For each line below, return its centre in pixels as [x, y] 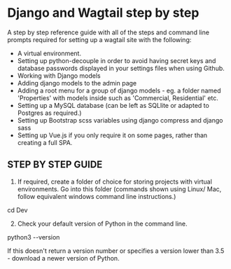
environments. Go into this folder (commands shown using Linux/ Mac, [119, 189]
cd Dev [17, 210]
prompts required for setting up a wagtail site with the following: [99, 39]
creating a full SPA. [45, 142]
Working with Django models [59, 76]
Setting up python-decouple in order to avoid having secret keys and [117, 60]
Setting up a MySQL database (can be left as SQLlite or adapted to [113, 105]
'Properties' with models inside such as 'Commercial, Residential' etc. [118, 98]
